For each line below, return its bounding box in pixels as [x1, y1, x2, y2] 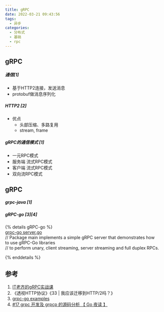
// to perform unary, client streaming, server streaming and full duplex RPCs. [5, 245, 159, 251]
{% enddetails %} [5, 254, 41, 260]
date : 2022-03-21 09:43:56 [5, 12, 60, 17]
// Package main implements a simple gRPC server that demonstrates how [5, 234, 155, 240]
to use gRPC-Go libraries [5, 239, 55, 246]
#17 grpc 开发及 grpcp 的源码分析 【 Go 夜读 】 [12, 301, 108, 307]
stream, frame [19, 127, 48, 133]
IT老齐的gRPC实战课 [12, 284, 54, 290]
